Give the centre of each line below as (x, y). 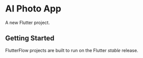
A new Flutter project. (28, 22)
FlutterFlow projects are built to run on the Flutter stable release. (72, 50)
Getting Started (30, 38)
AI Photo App (33, 9)
